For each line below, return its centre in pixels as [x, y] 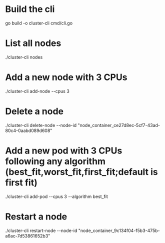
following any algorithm [55, 161]
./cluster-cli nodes [24, 57]
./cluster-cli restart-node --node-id [41, 230]
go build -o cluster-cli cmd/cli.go [39, 23]
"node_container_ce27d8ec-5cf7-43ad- [119, 125]
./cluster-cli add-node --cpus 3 [37, 91]
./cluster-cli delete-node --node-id [41, 125]
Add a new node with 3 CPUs [66, 77]
